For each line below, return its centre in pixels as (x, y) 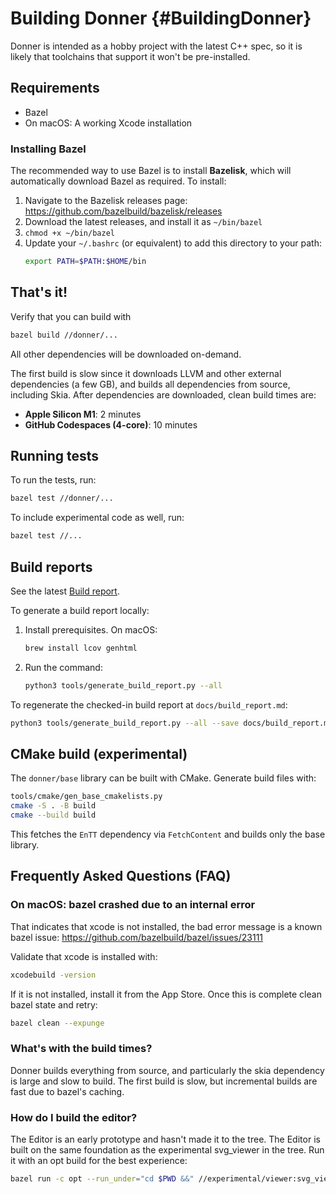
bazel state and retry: (54, 1004)
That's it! (39, 292)
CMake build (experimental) (99, 754)
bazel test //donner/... (62, 498)
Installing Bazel (48, 149)
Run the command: (63, 667)
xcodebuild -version (53, 975)
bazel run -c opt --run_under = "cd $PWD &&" (102, 1179)
